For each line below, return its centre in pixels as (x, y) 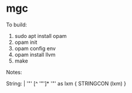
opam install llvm (35, 54)
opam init (26, 42)
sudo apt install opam (40, 36)
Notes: (14, 72)
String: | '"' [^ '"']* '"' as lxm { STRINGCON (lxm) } (66, 83)
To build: (17, 25)
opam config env (35, 48)
